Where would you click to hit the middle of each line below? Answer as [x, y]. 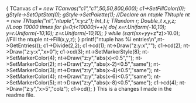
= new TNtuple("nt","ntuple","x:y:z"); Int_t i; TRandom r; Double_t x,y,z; [91, 21]
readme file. [20, 95]
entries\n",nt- [149, 39]
